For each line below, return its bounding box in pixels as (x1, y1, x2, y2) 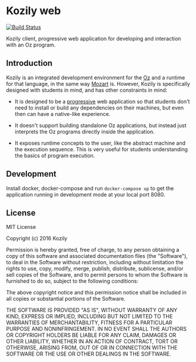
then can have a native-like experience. (14, 110, 111, 117)
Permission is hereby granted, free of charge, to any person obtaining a (6, 246, 180, 254)
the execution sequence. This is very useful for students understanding (14, 145, 188, 152)
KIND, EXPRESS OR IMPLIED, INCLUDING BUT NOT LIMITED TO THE (6, 313, 173, 320)
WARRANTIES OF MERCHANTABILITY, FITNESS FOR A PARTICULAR (6, 319, 172, 326)
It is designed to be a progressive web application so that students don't (14, 98, 190, 105)
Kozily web (6, 4, 61, 18)
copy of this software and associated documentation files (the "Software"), (6, 253, 188, 260)
